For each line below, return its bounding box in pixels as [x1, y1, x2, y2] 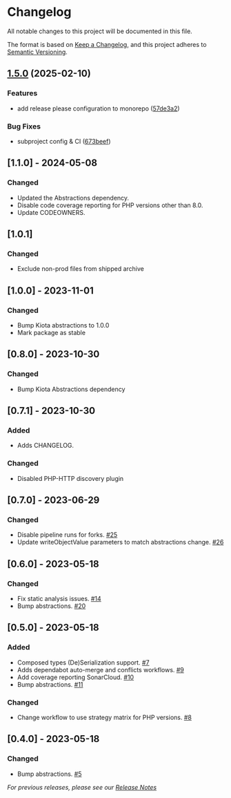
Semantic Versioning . [7, 48, 68, 56]
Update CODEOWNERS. [17, 208, 86, 216]
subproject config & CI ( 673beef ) [17, 137, 112, 145]
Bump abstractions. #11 [17, 680, 83, 688]
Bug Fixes [7, 122, 41, 131]
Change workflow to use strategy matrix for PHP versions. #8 [17, 713, 192, 722]
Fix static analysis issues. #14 [17, 595, 101, 603]
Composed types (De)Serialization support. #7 [17, 658, 150, 667]
